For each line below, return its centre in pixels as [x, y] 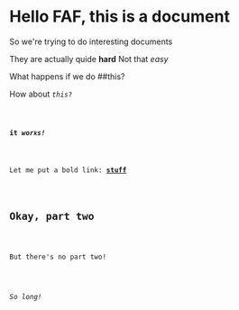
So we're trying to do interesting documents [91, 41]
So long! [26, 296]
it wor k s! [28, 132]
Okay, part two [52, 216]
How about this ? [41, 94]
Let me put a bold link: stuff [68, 170]
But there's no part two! [58, 257]
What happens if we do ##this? [67, 76]
